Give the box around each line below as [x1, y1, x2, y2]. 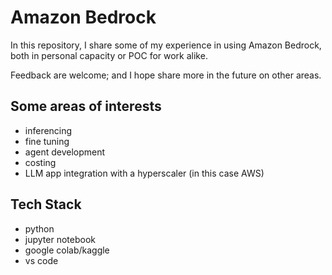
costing [24, 156, 57, 168]
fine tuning [24, 135, 70, 147]
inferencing [24, 124, 73, 136]
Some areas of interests [10, 98, 162, 115]
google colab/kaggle [24, 244, 110, 256]
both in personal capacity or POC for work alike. [10, 49, 208, 61]
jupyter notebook [24, 233, 96, 245]
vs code [24, 254, 59, 266]
